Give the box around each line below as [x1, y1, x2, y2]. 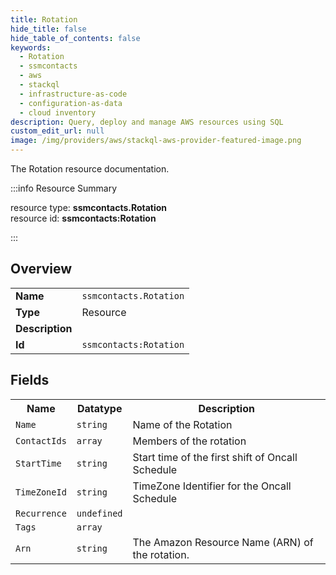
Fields [10, 372, 50, 389]
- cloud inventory [19, 107, 97, 118]
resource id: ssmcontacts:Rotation [10, 212, 157, 224]
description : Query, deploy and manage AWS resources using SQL [10, 117, 284, 127]
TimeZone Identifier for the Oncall [132, 479, 292, 493]
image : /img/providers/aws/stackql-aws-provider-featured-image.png [10, 136, 302, 146]
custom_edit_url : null [10, 126, 105, 136]
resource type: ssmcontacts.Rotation [10, 202, 168, 213]
